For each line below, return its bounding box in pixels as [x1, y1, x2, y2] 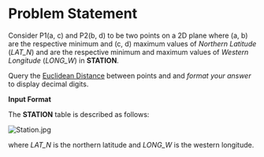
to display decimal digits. [8, 79, 89, 89]
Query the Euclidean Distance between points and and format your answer [8, 71, 251, 80]
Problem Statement [8, 5, 138, 23]
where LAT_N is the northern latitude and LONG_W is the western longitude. [8, 140, 255, 149]
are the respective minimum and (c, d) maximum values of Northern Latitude [8, 38, 257, 48]
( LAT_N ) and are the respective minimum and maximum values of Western [8, 47, 249, 57]
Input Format [8, 94, 51, 104]
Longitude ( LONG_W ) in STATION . [8, 56, 120, 65]
